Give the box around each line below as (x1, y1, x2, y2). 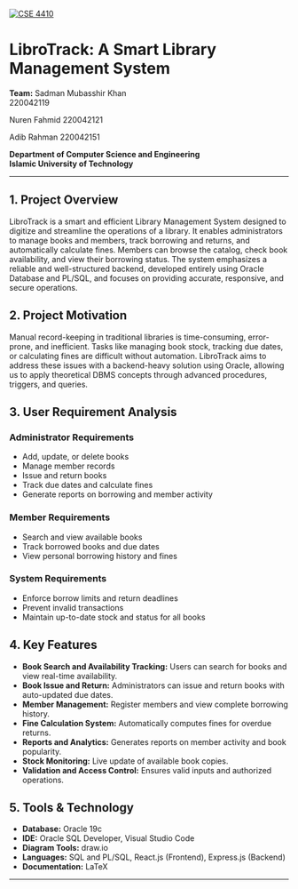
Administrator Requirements (9, 431, 135, 444)
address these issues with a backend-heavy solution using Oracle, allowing (9, 360, 285, 371)
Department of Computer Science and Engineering (9, 148, 200, 159)
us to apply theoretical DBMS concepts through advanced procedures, (9, 369, 268, 380)
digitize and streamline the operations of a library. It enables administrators (9, 225, 284, 236)
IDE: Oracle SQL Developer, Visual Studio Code (21, 833, 195, 844)
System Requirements (9, 573, 107, 585)
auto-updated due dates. (21, 689, 114, 700)
